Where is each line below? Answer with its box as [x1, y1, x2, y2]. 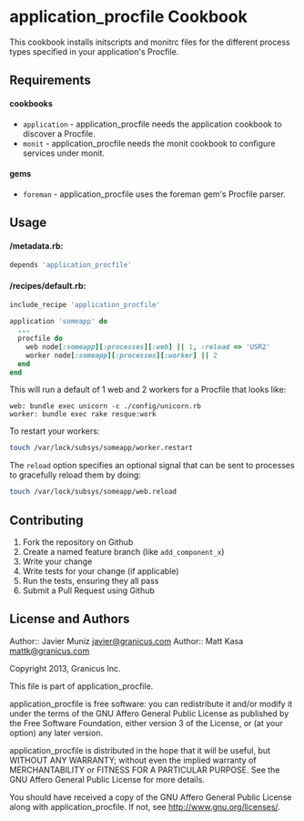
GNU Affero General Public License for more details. [9, 774, 205, 785]
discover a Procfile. [22, 128, 96, 139]
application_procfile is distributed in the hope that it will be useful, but [9, 744, 271, 755]
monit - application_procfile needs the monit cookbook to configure [22, 138, 276, 149]
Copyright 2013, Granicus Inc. [9, 662, 121, 673]
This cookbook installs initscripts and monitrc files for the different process [9, 36, 290, 47]
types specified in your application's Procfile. [9, 46, 179, 56]
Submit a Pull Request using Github [22, 585, 155, 596]
